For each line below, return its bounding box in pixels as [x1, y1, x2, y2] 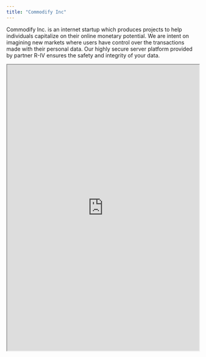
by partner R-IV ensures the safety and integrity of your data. [6, 51, 160, 59]
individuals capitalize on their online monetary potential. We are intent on [6, 32, 190, 40]
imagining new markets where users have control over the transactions [6, 38, 185, 46]
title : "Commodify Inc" [6, 9, 67, 15]
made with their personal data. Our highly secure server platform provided [6, 45, 193, 52]
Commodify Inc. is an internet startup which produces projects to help [6, 26, 182, 33]
